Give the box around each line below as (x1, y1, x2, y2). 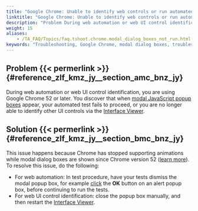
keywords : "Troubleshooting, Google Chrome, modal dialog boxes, (6, 42, 170, 48)
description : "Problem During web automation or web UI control (6, 20, 167, 25)
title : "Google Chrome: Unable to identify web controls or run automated (6, 8, 194, 15)
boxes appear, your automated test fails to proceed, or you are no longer (6, 101, 183, 108)
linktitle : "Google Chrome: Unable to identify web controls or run (6, 14, 178, 20)
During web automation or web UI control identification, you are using (6, 88, 175, 95)
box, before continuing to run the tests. (14, 186, 110, 193)
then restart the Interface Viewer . (14, 199, 95, 206)
